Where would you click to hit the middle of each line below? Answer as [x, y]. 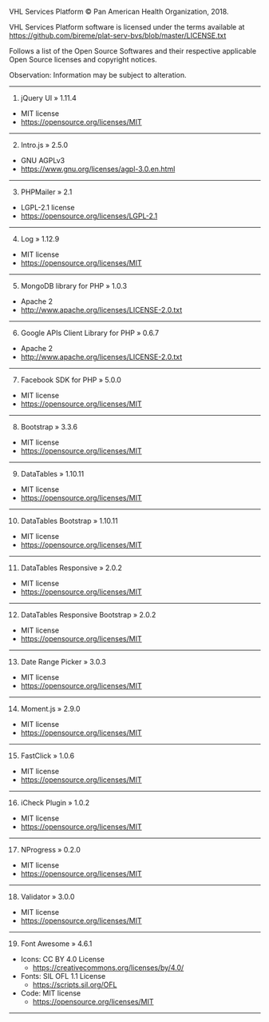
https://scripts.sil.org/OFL [75, 984]
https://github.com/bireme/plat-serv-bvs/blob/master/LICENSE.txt [118, 36]
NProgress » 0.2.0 [50, 850]
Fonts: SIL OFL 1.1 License [63, 976]
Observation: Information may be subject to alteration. [98, 75]
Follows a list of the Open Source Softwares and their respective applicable [133, 51]
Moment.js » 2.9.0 [50, 709]
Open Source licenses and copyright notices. [83, 60]
